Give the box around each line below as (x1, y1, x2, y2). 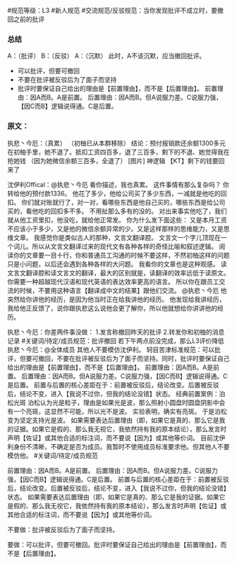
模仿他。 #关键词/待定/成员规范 (7, 451, 98, 460)
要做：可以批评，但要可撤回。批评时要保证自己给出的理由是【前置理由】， (7, 540, 221, 548)
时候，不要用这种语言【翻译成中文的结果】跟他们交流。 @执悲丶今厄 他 (19, 286, 227, 294)
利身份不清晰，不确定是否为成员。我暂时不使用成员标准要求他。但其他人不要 (7, 442, 230, 450)
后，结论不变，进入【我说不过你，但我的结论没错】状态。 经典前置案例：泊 (7, 389, 226, 397)
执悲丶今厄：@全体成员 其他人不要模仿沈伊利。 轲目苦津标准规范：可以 (7, 345, 215, 354)
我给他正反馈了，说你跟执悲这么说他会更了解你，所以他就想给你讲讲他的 (7, 304, 217, 312)
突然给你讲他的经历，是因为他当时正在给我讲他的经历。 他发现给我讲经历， (7, 295, 226, 304)
